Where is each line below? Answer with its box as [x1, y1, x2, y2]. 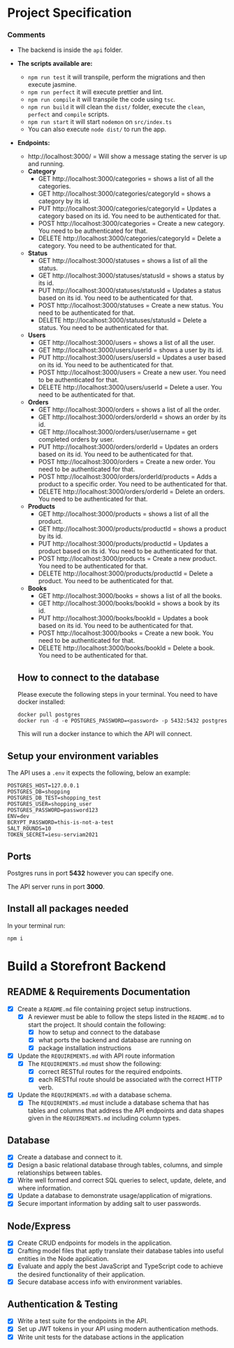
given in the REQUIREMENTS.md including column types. [27, 1114, 181, 1122]
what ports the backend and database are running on [38, 1035, 192, 1044]
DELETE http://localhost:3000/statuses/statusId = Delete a [38, 316, 207, 325]
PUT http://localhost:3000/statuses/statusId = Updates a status [38, 286, 221, 295]
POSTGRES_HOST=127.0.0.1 [7, 782, 80, 789]
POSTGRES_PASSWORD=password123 [7, 807, 98, 814]
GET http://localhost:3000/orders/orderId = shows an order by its [38, 413, 227, 421]
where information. [17, 1184, 72, 1192]
